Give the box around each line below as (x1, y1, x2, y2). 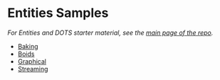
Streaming (17, 64, 48, 73)
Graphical (17, 57, 47, 65)
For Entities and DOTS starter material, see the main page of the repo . (7, 28, 214, 37)
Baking (17, 42, 38, 50)
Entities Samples (7, 5, 109, 21)
